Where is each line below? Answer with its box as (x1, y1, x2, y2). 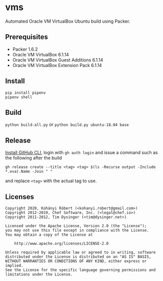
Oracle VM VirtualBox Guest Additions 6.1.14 (12, 57, 104, 63)
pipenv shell (5, 95, 33, 100)
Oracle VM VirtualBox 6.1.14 (12, 51, 69, 57)
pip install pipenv (5, 90, 46, 95)
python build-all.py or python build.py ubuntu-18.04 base (5, 121, 129, 127)
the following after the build (5, 155, 62, 161)
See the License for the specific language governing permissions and (5, 267, 156, 272)
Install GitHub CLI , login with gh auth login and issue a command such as (5, 150, 158, 156)
